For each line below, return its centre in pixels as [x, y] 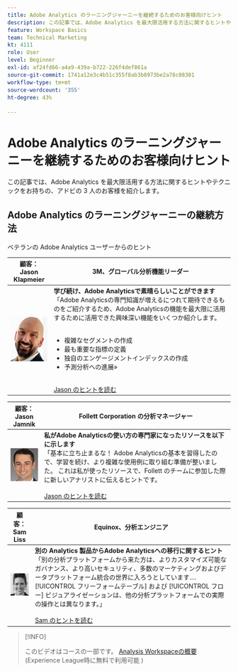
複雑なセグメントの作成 [98, 340]
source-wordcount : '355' [44, 90]
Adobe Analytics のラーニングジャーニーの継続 [111, 216]
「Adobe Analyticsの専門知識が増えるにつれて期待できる [136, 300]
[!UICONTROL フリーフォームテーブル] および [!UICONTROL [123, 587]
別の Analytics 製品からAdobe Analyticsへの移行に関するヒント [129, 551]
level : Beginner [31, 60]
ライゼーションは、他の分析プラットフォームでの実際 [147, 595]
